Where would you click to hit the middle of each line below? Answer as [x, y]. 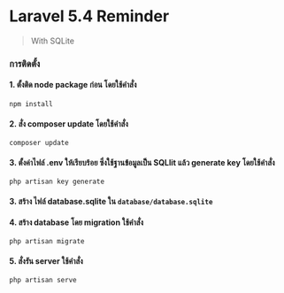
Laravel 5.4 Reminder [89, 16]
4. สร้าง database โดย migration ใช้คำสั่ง [77, 222]
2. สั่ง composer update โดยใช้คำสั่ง [69, 123]
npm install [31, 104]
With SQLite [53, 41]
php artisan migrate [47, 242]
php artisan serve [43, 281]
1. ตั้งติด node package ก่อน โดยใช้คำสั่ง [73, 85]
